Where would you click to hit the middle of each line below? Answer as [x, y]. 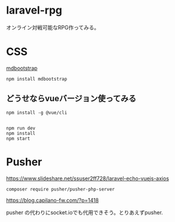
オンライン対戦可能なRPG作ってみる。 [53, 27]
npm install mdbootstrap [37, 79]
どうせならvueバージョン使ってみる [71, 99]
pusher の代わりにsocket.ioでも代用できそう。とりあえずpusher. [85, 212]
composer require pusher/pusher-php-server [61, 189]
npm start [18, 139]
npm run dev [21, 128]
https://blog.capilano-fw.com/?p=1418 [53, 200]
